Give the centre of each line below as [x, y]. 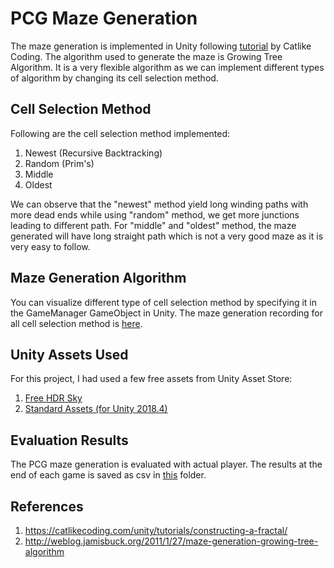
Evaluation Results [69, 440]
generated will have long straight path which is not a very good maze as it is [167, 236]
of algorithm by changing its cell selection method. [114, 78]
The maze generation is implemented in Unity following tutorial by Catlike [161, 46]
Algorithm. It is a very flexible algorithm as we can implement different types [167, 67]
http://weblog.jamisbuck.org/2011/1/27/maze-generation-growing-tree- [171, 541]
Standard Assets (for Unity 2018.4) [96, 409]
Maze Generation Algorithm [98, 278]
